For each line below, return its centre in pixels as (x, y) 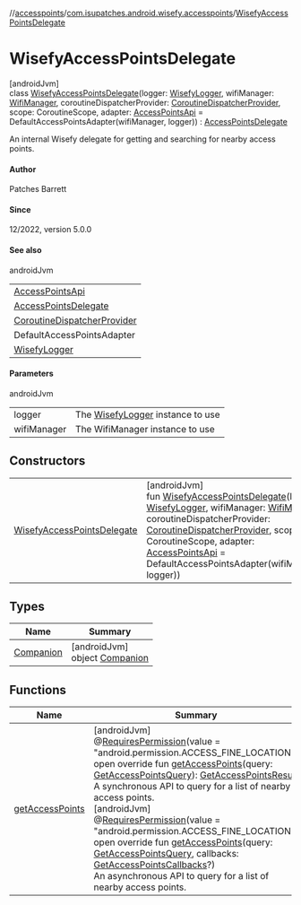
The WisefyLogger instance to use (148, 414)
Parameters (31, 374)
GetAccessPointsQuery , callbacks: (166, 854)
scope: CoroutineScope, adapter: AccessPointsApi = (107, 112)
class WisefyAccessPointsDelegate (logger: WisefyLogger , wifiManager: (142, 92)
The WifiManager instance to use (145, 429)
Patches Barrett (38, 189)
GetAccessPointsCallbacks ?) (155, 865)
